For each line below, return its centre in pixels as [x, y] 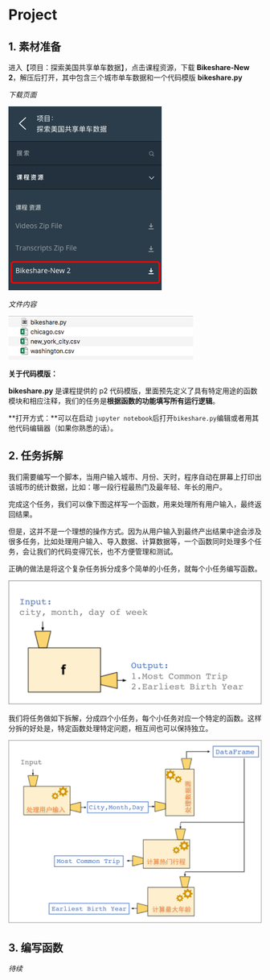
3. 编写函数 [36, 947]
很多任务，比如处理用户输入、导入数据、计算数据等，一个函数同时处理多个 [131, 541]
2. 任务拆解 [36, 456]
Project [33, 15]
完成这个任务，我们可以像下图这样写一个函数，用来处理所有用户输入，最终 [131, 504]
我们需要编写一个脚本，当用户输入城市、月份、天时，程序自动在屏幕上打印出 [135, 476]
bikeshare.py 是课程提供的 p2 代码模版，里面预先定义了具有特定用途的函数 [133, 391]
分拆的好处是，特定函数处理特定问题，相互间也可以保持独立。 [110, 728]
